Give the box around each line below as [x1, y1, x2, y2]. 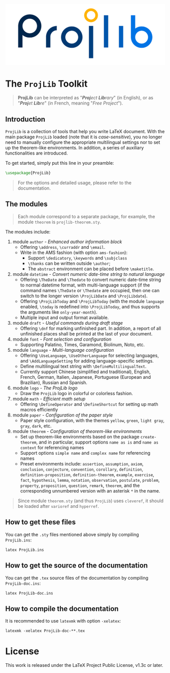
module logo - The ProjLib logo [12, 384, 78, 391]
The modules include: [5, 228, 51, 235]
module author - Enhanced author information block [12, 239, 122, 245]
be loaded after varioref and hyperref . [17, 503, 99, 509]
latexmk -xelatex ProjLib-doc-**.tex [5, 629, 85, 634]
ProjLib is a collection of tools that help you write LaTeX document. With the [5, 128, 165, 135]
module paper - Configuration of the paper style [12, 412, 113, 418]
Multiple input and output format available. [20, 314, 109, 320]
